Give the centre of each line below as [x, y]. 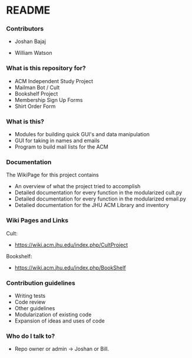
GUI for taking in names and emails [57, 141]
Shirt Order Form [35, 106]
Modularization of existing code [53, 314]
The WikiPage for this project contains [52, 175]
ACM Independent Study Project [54, 81]
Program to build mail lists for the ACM [62, 147]
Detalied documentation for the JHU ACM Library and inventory [92, 205]
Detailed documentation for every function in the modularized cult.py [98, 193]
